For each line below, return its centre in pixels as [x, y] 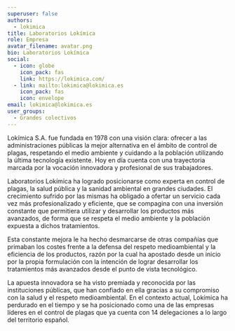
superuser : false [33, 14]
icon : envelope [42, 99]
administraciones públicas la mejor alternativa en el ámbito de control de [112, 145]
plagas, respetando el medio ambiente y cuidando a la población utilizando [115, 153]
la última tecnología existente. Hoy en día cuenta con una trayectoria [106, 160]
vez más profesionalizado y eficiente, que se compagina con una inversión [115, 203]
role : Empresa [28, 40]
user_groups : [26, 111]
